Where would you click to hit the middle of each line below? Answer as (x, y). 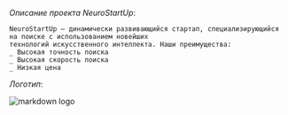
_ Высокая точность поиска (59, 52)
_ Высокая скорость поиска (59, 60)
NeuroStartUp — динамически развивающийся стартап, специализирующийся (144, 29)
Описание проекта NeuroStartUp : (72, 13)
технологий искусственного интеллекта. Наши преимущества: (121, 44)
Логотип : (26, 84)
